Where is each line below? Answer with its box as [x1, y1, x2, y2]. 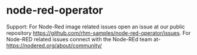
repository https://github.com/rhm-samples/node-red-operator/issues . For [6, 29, 191, 36]
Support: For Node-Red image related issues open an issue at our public [6, 23, 185, 30]
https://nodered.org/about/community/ [6, 42, 102, 49]
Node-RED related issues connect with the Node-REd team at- [6, 35, 161, 43]
